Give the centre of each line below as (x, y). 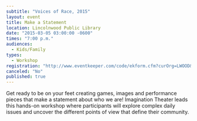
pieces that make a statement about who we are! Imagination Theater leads (97, 99)
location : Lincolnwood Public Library (53, 28)
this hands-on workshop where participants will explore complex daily (91, 106)
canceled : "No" (25, 71)
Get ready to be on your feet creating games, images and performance (91, 94)
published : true (26, 77)
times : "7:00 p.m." (30, 39)
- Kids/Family (28, 50)
